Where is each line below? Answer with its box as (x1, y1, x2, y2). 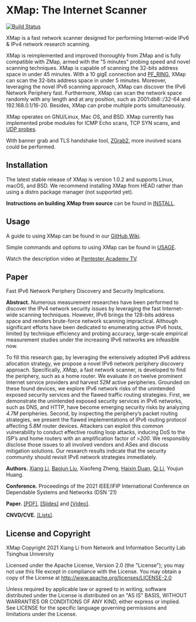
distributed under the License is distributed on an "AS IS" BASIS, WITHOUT (6, 592, 187, 599)
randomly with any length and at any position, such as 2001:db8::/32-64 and (6, 95, 191, 103)
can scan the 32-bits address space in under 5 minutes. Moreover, (6, 77, 167, 84)
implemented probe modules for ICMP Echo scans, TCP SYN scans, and (6, 119, 180, 126)
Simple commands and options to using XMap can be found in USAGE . (6, 244, 177, 251)
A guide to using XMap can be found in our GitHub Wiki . (6, 232, 142, 239)
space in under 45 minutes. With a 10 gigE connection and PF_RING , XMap (6, 70, 186, 77)
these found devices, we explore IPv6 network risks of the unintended (6, 385, 176, 392)
